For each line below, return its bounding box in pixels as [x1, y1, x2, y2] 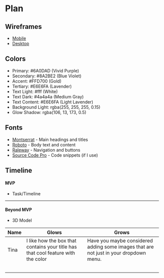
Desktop [12, 41, 29, 46]
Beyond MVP [5, 207, 32, 212]
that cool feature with [26, 250, 75, 256]
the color [26, 255, 47, 262]
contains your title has [26, 243, 77, 250]
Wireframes [5, 23, 42, 31]
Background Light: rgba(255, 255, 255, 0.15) [12, 104, 101, 110]
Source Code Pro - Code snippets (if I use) [12, 152, 99, 158]
